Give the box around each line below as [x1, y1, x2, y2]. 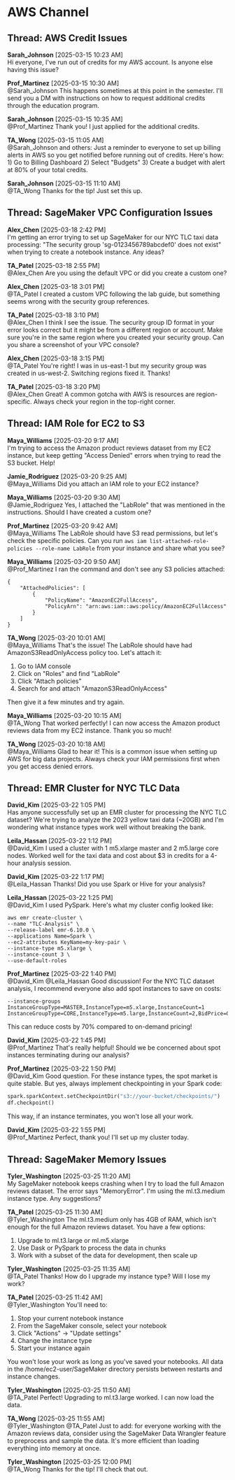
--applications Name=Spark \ [7, 933, 92, 940]
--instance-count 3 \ [7, 951, 71, 959]
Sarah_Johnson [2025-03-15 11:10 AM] [7, 179, 121, 188]
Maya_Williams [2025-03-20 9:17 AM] [7, 436, 119, 444]
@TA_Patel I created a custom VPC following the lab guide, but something [7, 290, 220, 298]
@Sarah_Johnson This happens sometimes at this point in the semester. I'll [7, 87, 223, 94]
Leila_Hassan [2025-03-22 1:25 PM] [7, 894, 113, 902]
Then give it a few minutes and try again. [7, 698, 124, 706]
